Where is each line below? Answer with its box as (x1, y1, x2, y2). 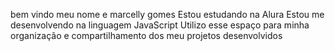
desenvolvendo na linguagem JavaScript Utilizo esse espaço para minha (10, 19, 310, 31)
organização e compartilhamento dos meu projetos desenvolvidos (10, 30, 283, 41)
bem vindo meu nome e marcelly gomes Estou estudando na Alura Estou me (10, 9, 325, 20)
